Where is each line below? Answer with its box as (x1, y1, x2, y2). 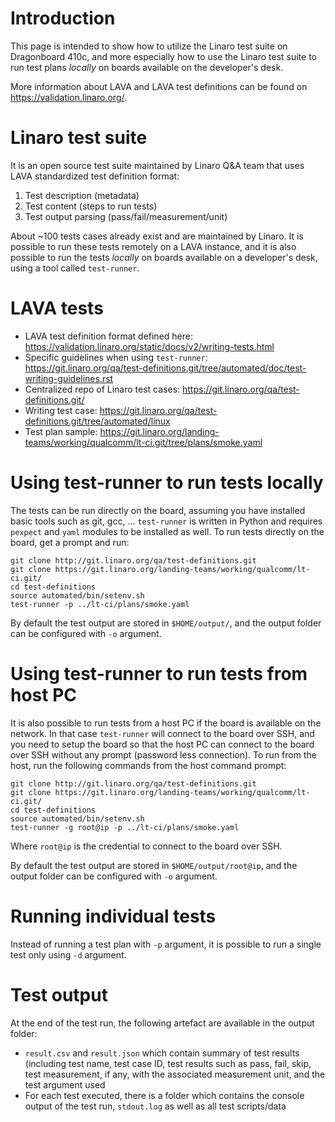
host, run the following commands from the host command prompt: (10, 759, 287, 771)
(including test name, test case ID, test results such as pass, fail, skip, (24, 1057, 312, 1069)
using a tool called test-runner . (10, 262, 140, 274)
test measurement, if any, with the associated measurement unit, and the (24, 1068, 326, 1080)
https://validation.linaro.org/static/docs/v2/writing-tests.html (24, 340, 275, 352)
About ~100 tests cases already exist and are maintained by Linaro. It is (10, 230, 304, 242)
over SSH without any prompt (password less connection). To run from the (10, 748, 317, 761)
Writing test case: (24, 404, 98, 416)
